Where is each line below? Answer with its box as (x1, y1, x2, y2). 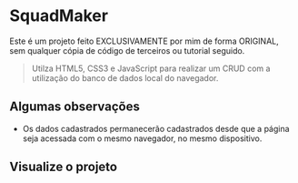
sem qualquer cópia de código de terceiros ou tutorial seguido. (9, 45, 245, 56)
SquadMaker (9, 5, 109, 26)
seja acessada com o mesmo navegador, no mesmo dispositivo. (22, 133, 263, 144)
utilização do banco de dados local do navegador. (31, 72, 219, 83)
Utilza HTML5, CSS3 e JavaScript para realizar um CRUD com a (31, 63, 271, 74)
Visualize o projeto (9, 159, 118, 175)
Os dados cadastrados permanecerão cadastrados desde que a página (22, 123, 290, 134)
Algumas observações (9, 99, 141, 115)
